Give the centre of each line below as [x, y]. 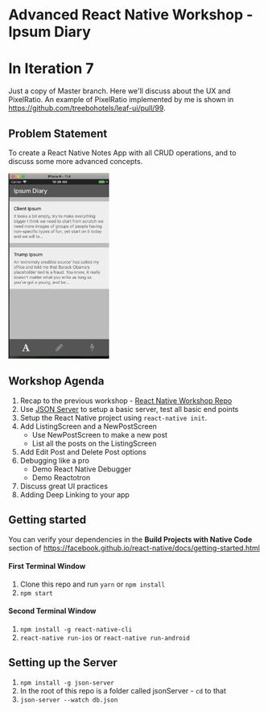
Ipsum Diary [49, 32]
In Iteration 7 [51, 69]
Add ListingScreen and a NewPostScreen [88, 426]
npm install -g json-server [67, 683]
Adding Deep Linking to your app [75, 494]
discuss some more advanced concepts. [76, 161]
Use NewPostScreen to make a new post [99, 434]
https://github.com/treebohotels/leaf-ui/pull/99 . [87, 108]
